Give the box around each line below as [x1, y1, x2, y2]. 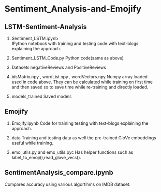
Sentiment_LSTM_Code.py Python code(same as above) [11, 55, 124, 61]
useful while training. [11, 140, 54, 146]
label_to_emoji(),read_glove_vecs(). [11, 154, 82, 160]
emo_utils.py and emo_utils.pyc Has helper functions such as [11, 149, 133, 155]
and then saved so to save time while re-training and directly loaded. [11, 84, 148, 90]
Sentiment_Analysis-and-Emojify [4, 3, 142, 15]
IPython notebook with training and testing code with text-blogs [11, 41, 139, 46]
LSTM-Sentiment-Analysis [4, 23, 87, 31]
